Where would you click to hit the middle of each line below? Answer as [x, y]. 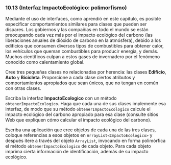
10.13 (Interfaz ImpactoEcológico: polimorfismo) [66, 8]
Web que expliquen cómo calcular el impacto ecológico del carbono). [78, 120]
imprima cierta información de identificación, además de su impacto [77, 152]
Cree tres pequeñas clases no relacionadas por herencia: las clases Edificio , [86, 72]
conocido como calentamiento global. [45, 62]
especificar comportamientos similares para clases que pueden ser [76, 24]
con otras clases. [23, 88]
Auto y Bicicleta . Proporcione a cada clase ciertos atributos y [70, 78]
